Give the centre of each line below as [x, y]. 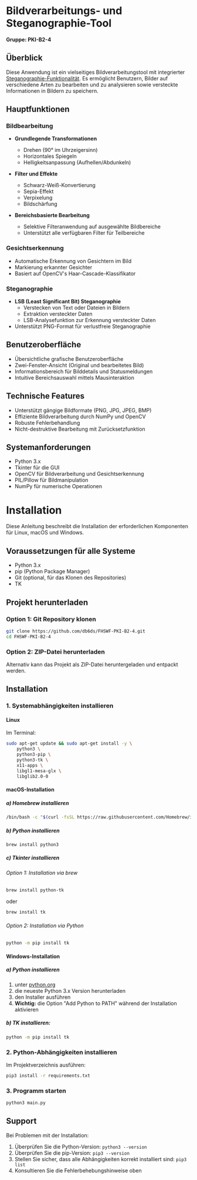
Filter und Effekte [36, 174]
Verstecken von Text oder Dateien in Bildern [77, 308]
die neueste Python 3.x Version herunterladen [70, 990]
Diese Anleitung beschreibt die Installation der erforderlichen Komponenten [97, 526]
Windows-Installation [33, 956]
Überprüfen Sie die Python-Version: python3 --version [81, 1147]
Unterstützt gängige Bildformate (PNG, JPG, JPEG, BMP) [83, 410]
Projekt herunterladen [47, 602]
